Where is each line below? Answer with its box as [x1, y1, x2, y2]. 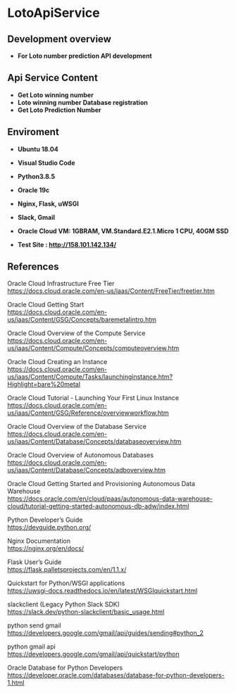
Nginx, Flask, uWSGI [17, 199, 79, 208]
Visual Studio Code [17, 158, 75, 167]
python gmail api [7, 642, 56, 651]
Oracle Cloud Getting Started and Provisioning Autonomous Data [7, 480, 195, 488]
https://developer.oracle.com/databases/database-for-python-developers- [7, 671, 225, 680]
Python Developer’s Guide [7, 516, 83, 524]
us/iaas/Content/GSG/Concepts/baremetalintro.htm [7, 316, 157, 324]
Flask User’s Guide [7, 558, 62, 566]
